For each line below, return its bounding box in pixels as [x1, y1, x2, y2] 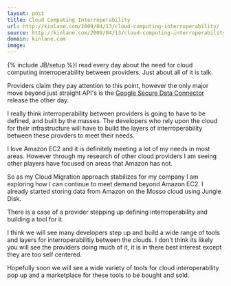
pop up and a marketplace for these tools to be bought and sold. [7, 271, 190, 279]
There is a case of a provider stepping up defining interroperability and [7, 208, 208, 216]
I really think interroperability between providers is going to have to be [7, 109, 206, 118]
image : [7, 42, 26, 49]
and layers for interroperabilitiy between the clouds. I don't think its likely [7, 236, 213, 244]
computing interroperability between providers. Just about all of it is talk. [7, 68, 213, 76]
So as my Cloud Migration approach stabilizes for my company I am [7, 173, 199, 181]
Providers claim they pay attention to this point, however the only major [7, 82, 209, 89]
